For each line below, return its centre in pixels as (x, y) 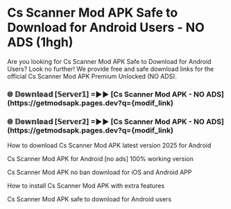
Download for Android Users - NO (106, 27)
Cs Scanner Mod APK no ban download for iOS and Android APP (100, 172)
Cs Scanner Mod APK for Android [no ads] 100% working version (101, 159)
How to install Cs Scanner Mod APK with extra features (86, 186)
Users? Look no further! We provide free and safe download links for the (111, 69)
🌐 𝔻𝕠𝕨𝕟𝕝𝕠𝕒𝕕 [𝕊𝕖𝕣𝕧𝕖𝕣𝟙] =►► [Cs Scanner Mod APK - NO (106, 94)
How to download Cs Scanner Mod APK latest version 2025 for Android (109, 145)
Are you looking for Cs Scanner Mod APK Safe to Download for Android (109, 61)
